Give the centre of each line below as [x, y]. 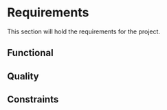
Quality [23, 76]
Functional [30, 53]
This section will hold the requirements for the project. [83, 31]
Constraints [33, 99]
